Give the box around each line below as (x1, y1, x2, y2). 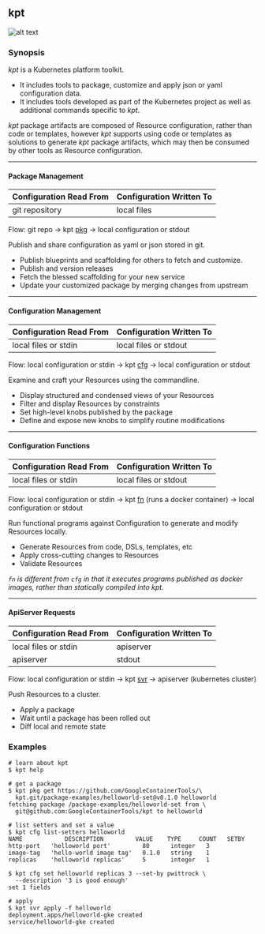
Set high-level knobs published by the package (19, 407, 174, 417)
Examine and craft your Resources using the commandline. (8, 375, 200, 384)
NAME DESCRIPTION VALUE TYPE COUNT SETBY (8, 835, 245, 843)
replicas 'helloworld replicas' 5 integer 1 (8, 856, 211, 864)
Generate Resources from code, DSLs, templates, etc (19, 542, 193, 551)
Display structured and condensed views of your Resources (19, 390, 215, 399)
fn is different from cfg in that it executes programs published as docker (8, 574, 243, 583)
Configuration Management (8, 306, 102, 315)
